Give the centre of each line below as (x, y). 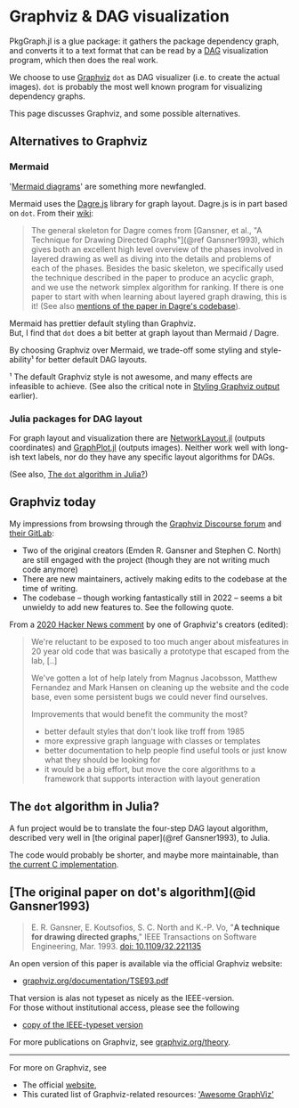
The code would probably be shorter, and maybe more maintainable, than (144, 855)
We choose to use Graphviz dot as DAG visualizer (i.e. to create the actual (145, 77)
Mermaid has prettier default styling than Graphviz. (103, 323)
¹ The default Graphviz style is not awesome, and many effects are (131, 377)
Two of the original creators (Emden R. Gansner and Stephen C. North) (152, 550)
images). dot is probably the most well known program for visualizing (136, 86)
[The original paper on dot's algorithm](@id (133, 892)
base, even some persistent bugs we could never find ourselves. (149, 697)
